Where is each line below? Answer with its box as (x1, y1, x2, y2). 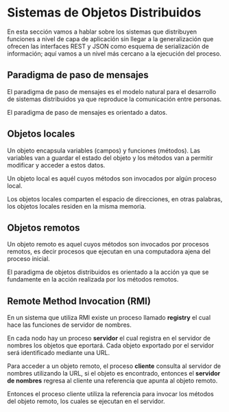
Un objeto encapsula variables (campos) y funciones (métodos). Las (7, 146, 201, 154)
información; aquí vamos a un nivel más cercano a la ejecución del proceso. (7, 49, 221, 58)
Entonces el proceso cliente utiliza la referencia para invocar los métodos (7, 390, 214, 398)
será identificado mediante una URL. (7, 349, 110, 357)
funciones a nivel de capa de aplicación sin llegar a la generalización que (7, 34, 214, 43)
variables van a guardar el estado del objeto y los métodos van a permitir (7, 153, 213, 162)
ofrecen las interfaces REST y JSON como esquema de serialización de (7, 42, 209, 50)
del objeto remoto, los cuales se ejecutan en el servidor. (7, 397, 165, 406)
